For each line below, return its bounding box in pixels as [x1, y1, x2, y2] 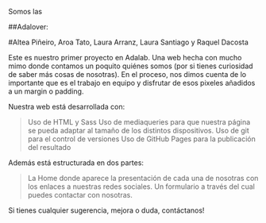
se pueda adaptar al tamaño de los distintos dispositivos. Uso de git [27, 126, 250, 135]
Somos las [8, 7, 43, 16]
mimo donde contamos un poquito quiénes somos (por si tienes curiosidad [8, 61, 253, 71]
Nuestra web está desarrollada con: [8, 102, 125, 111]
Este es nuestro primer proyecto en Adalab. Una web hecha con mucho [8, 53, 242, 62]
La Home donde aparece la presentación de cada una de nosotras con [27, 174, 259, 183]
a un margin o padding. [8, 87, 84, 96]
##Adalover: [8, 22, 49, 31]
